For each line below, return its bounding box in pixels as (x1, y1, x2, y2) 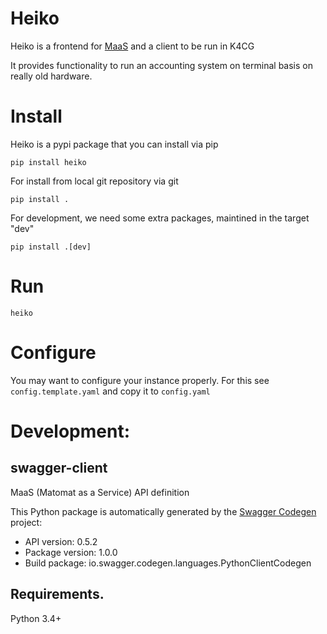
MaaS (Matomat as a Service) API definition (10, 486, 190, 498)
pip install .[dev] (10, 242, 92, 252)
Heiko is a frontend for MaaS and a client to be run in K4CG (10, 40, 255, 52)
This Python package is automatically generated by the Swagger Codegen (10, 505, 317, 517)
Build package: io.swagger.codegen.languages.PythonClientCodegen (24, 557, 312, 569)
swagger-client (10, 460, 108, 477)
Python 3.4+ (10, 612, 62, 624)
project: (10, 516, 43, 528)
